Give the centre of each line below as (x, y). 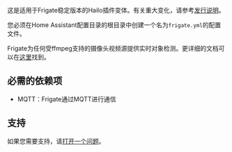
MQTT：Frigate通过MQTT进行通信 (67, 99)
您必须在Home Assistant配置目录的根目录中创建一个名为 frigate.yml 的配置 (114, 25)
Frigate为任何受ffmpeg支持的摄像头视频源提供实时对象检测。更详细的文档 (113, 48)
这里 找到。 (35, 57)
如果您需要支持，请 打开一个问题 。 (56, 141)
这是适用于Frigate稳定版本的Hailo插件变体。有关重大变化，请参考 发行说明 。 (116, 10)
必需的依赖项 (35, 81)
